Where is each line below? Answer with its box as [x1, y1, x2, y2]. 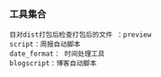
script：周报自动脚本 [9, 40, 81, 49]
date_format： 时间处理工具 [9, 49, 105, 59]
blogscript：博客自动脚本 [9, 59, 97, 68]
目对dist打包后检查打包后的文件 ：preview [9, 30, 152, 39]
